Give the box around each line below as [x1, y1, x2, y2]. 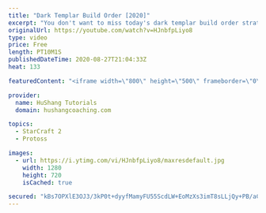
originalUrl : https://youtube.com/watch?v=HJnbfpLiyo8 [8, 26, 193, 34]
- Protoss [15, 135, 47, 143]
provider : [8, 92, 41, 99]
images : [8, 149, 34, 157]
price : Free [8, 41, 47, 49]
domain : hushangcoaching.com [15, 106, 112, 114]
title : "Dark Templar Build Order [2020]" [8, 11, 150, 20]
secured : [8, 192, 37, 201]
